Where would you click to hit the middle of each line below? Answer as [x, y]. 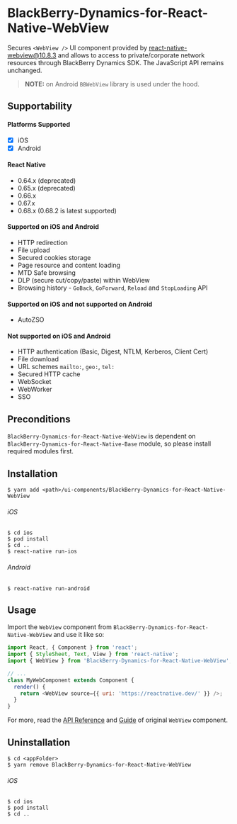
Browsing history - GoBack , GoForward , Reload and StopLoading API [112, 288]
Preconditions [39, 419]
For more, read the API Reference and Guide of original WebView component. [118, 720]
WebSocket [34, 382]
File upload [34, 250]
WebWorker [35, 389]
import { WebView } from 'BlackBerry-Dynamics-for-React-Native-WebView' [118, 661]
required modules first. [41, 451]
